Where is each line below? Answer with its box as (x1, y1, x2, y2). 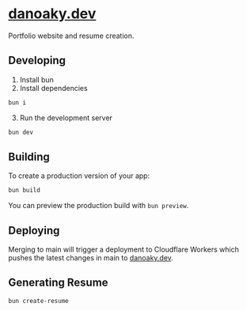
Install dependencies (19, 83, 89, 93)
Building (8, 150, 50, 163)
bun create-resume (8, 297, 69, 305)
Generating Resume (8, 276, 108, 290)
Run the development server (19, 112, 113, 123)
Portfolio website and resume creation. (8, 31, 135, 40)
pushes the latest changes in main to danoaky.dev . (8, 253, 174, 262)
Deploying (8, 223, 60, 237)
